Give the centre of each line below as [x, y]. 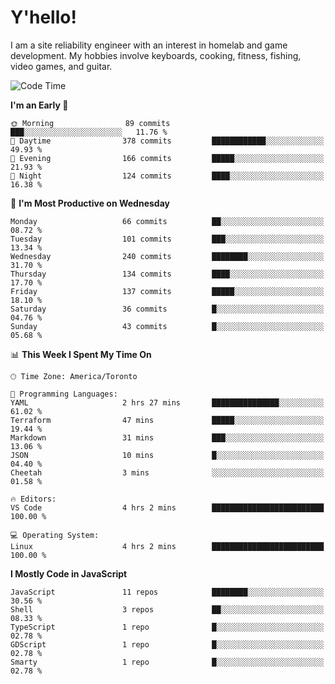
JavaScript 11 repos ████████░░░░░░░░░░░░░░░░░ [167, 592]
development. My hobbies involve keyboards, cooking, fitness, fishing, [156, 55]
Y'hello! [43, 17]
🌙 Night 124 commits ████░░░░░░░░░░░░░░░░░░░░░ [167, 176]
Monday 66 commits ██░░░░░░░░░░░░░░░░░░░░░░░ [167, 221]
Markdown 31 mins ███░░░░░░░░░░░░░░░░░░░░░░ [167, 437]
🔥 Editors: [33, 499]
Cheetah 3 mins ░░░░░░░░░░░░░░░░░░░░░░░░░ [167, 472]
